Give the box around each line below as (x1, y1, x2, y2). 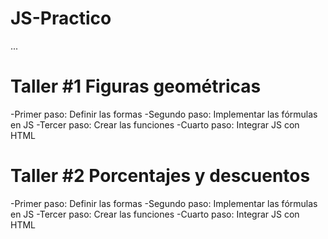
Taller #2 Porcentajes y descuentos (10, 165, 311, 187)
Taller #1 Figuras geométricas (10, 75, 262, 98)
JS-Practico (10, 7, 112, 30)
